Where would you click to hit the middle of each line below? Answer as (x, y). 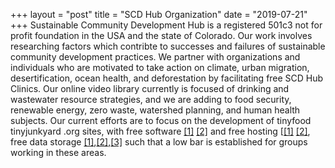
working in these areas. (58, 152)
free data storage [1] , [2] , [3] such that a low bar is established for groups (159, 142)
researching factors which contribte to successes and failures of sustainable (168, 46)
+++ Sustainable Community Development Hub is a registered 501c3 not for (166, 25)
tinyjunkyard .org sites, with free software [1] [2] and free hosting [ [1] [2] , (160, 131)
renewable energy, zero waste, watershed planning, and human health (155, 110)
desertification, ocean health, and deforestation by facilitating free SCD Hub (167, 78)
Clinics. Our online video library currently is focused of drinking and (150, 88)
